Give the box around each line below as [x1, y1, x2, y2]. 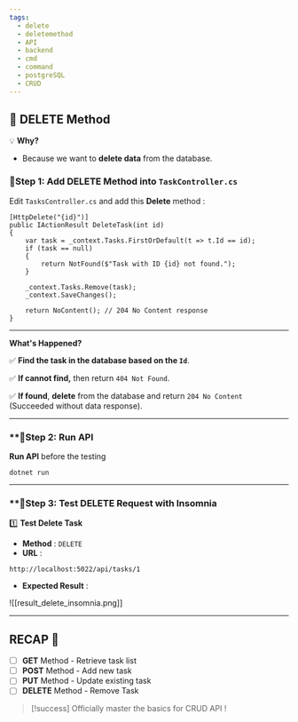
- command [17, 63, 53, 72]
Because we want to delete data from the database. [21, 153, 213, 164]
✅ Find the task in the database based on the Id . [9, 354, 190, 365]
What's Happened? [9, 337, 82, 348]
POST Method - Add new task [21, 665, 132, 676]
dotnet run [9, 468, 50, 478]
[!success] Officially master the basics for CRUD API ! [30, 703, 227, 714]
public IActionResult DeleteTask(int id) [9, 220, 165, 229]
